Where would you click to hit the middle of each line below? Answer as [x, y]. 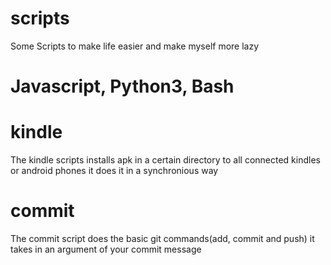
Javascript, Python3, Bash [122, 86]
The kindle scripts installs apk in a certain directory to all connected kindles [165, 160]
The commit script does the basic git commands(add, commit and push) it [162, 238]
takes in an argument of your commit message [106, 249]
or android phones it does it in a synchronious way [114, 171]
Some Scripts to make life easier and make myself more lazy [135, 46]
